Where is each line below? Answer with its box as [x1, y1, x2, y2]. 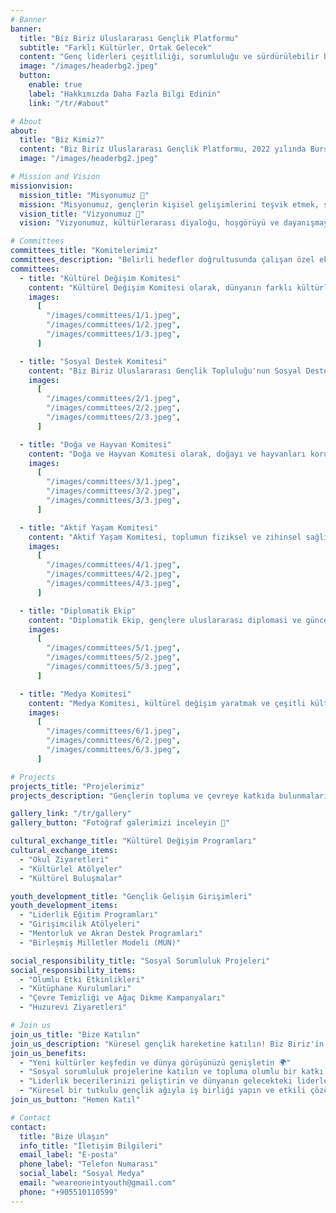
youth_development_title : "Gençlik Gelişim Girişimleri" [10, 891, 253, 901]
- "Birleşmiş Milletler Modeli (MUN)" [19, 937, 182, 948]
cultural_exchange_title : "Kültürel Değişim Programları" [10, 836, 257, 846]
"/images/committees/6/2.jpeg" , [46, 736, 182, 746]
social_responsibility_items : [10, 965, 137, 975]
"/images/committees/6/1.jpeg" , [46, 726, 182, 736]
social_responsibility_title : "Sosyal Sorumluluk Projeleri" [10, 956, 271, 966]
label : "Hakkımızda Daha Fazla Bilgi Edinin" [28, 89, 222, 99]
